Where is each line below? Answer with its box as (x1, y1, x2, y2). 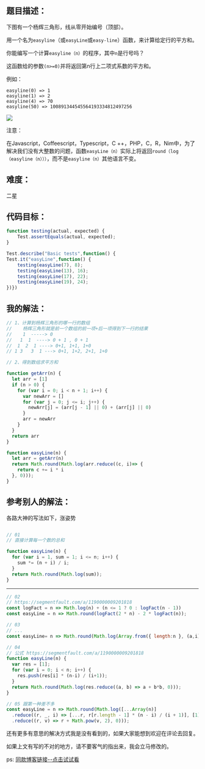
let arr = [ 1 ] (12, 376, 48, 382)
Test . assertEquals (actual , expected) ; (17, 234, 116, 240)
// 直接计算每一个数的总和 (6, 538, 65, 544)
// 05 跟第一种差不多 (6, 700, 55, 707)
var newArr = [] (22, 393, 64, 399)
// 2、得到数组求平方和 (6, 359, 59, 366)
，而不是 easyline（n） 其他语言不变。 (46, 155, 140, 162)
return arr (12, 433, 40, 439)
